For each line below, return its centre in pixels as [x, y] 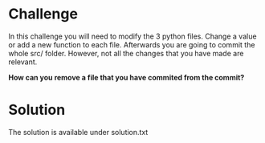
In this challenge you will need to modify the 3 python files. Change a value [132, 36]
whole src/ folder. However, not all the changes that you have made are [126, 53]
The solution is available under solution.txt [78, 132]
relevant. [23, 62]
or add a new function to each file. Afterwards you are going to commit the [132, 44]
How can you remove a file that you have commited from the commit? [126, 77]
